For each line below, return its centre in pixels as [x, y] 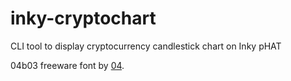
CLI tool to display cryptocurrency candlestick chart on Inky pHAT [146, 46]
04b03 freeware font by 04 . [67, 65]
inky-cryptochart [83, 18]
